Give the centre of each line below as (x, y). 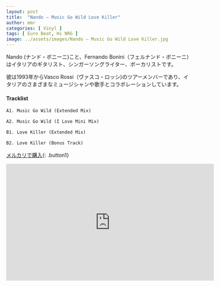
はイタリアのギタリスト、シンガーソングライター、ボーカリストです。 (91, 64)
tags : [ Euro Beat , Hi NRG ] (42, 34)
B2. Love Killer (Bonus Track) (45, 143)
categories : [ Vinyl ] (34, 28)
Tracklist (17, 98)
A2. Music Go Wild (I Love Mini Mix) (53, 122)
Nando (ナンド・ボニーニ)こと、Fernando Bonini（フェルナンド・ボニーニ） (99, 57)
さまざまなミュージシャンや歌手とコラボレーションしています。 (104, 84)
